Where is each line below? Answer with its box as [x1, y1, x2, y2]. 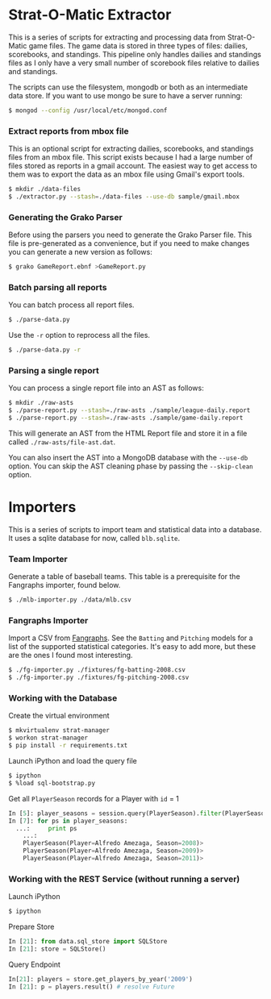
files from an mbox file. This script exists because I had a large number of [8, 152, 253, 162]
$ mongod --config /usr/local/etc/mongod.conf [8, 106, 168, 114]
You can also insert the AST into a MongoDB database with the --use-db [8, 453, 248, 462]
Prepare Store [8, 922, 55, 932]
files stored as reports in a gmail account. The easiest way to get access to [8, 161, 258, 171]
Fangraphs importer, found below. [8, 581, 121, 590]
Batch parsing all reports [8, 281, 107, 293]
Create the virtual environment [8, 711, 110, 721]
